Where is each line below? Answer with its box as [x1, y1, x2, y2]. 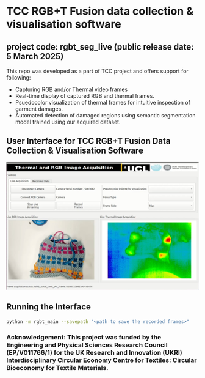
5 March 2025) [6, 51, 64, 62]
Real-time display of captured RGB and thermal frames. [15, 92, 154, 99]
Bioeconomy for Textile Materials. [6, 364, 109, 372]
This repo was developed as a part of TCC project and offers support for [6, 67, 189, 75]
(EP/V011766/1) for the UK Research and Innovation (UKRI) [6, 349, 182, 357]
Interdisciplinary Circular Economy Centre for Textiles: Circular [6, 356, 197, 365]
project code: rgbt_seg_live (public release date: [6, 42, 194, 52]
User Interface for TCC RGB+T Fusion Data [6, 136, 171, 146]
